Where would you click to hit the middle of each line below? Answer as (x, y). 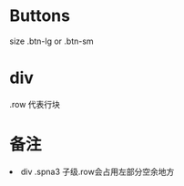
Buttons (40, 16)
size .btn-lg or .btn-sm (51, 41)
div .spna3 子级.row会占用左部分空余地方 (98, 171)
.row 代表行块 (35, 104)
